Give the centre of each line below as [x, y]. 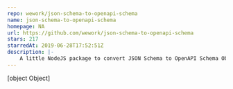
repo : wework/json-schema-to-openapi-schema [72, 13]
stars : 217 [23, 39]
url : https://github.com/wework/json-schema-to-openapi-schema [101, 33]
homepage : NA [26, 26]
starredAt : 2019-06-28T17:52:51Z [55, 46]
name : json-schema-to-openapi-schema [62, 20]
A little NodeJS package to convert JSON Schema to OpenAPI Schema [119, 59]
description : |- [31, 52]
